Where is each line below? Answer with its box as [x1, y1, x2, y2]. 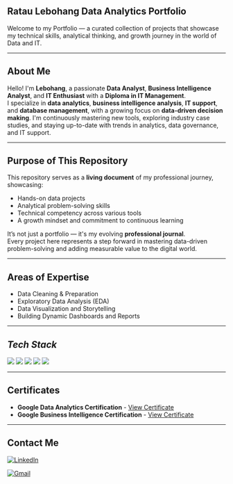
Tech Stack [7, 339, 58, 350]
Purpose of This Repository [7, 155, 128, 167]
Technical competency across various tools [17, 209, 142, 218]
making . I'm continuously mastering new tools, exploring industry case [7, 113, 210, 122]
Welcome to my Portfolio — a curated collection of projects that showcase [7, 24, 220, 32]
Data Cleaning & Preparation [17, 290, 98, 298]
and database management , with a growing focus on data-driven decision [7, 106, 223, 114]
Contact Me [7, 437, 59, 449]
